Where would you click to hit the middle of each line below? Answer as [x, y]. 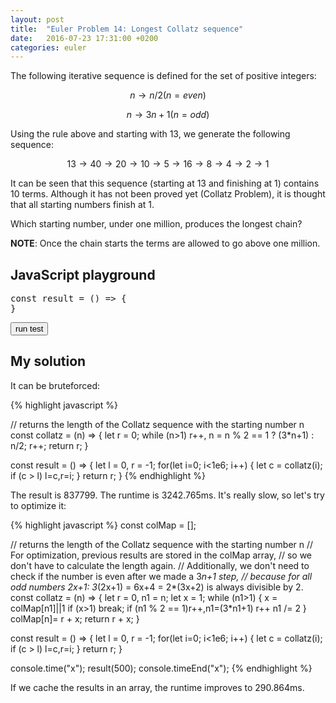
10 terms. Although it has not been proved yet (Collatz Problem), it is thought [168, 194]
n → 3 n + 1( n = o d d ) [168, 115]
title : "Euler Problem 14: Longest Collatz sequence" [127, 29]
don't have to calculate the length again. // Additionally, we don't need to [160, 565]
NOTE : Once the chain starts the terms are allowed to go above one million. [165, 243]
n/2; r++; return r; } [49, 445]
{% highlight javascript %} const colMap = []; [103, 525]
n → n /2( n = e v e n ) [168, 95]
